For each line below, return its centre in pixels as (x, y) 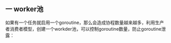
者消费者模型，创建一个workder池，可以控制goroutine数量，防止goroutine (83, 29)
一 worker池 (25, 9)
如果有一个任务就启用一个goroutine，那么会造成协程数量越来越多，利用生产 (85, 23)
